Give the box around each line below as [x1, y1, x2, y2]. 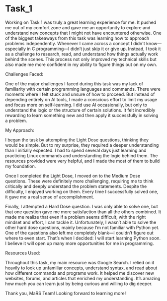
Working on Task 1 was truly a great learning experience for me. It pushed [5, 19, 157, 25]
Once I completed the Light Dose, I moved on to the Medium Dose [5, 173, 141, 179]
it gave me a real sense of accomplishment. [5, 194, 94, 200]
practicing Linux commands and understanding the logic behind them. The [5, 152, 158, 159]
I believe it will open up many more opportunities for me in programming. [5, 240, 154, 246]
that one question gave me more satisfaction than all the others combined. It [5, 209, 162, 215]
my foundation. [5, 163, 36, 169]
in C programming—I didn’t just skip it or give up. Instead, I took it [27, 46, 161, 52]
